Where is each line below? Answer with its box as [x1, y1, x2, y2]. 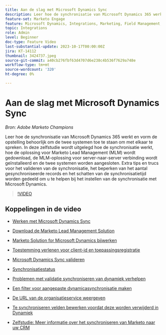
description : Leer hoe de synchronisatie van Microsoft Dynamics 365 [5, 12, 152, 17]
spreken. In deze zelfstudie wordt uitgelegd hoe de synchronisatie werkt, [5, 144, 154, 150]
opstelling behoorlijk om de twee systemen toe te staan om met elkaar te [5, 139, 153, 145]
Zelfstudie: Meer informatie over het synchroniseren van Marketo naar [12, 319, 156, 325]
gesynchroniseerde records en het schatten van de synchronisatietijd [5, 170, 147, 176]
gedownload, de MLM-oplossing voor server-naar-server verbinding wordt [5, 154, 158, 161]
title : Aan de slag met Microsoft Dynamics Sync [5, 7, 107, 12]
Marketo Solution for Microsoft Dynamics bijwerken [12, 237, 117, 243]
